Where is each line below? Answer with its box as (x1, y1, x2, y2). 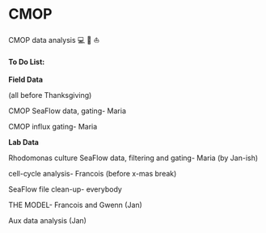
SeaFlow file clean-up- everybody (8, 184, 123, 194)
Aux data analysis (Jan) (8, 216, 87, 226)
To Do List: (8, 57, 45, 66)
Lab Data (8, 138, 39, 147)
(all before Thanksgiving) (8, 91, 92, 100)
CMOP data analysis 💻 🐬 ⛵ (8, 35, 100, 44)
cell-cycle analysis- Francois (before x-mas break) (8, 169, 177, 179)
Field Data (8, 74, 43, 85)
